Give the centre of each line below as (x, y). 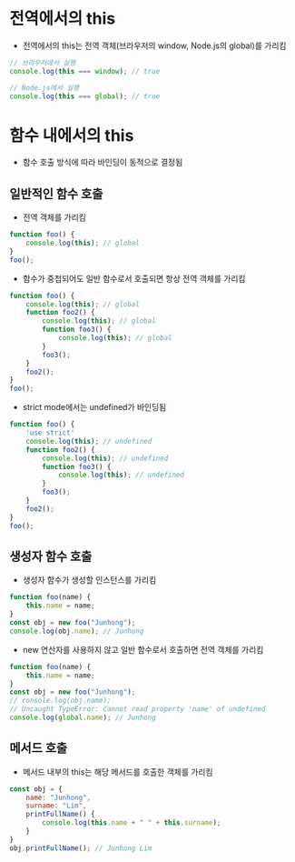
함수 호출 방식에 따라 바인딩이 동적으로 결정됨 (103, 162)
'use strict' (50, 433)
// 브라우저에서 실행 (43, 63)
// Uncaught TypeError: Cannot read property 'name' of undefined (138, 709)
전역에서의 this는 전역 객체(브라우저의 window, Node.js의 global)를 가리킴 (154, 45)
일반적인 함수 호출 (56, 193)
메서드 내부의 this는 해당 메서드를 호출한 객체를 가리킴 (118, 772)
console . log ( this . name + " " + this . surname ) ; (132, 823)
